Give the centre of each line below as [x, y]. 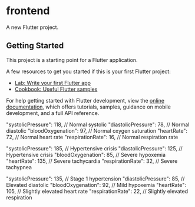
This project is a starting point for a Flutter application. [72, 60]
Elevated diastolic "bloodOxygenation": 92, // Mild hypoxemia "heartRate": [96, 185]
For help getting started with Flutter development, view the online [85, 100]
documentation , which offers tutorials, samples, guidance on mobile [88, 107]
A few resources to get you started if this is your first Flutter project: [88, 71]
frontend [28, 11]
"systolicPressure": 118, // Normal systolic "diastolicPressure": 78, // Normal [98, 124]
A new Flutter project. [32, 27]
